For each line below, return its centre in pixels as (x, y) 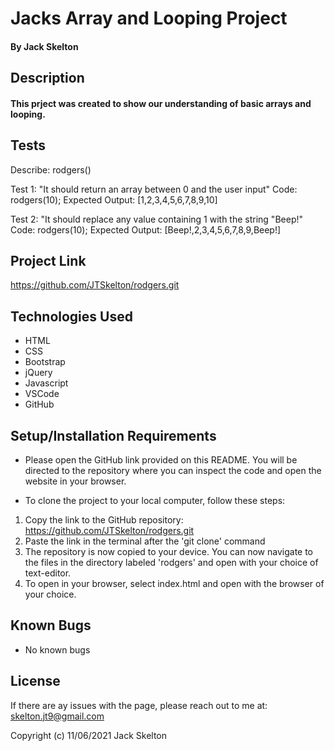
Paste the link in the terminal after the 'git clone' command (145, 541)
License (35, 681)
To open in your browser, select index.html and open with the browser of (174, 584)
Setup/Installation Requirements (113, 435)
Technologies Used (71, 316)
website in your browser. (75, 481)
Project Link (48, 260)
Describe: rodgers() (51, 169)
